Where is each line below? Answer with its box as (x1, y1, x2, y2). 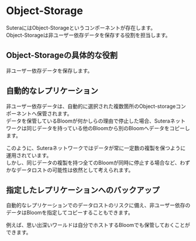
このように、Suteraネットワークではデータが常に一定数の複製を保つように (6, 144, 186, 151)
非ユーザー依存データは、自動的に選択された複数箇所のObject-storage (6, 103, 176, 110)
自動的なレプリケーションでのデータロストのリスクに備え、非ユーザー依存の (6, 202, 191, 209)
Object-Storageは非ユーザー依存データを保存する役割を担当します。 (6, 31, 171, 39)
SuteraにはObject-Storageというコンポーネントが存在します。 (6, 24, 156, 31)
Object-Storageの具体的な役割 (6, 50, 118, 60)
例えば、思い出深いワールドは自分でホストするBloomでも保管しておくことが (6, 222, 190, 229)
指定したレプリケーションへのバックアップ (6, 185, 160, 195)
